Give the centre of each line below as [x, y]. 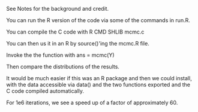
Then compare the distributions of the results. [63, 66]
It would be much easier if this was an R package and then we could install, [99, 78]
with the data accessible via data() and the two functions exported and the [98, 84]
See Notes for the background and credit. [58, 9]
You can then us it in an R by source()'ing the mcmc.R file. [78, 43]
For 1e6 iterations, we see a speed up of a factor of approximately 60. [92, 102]
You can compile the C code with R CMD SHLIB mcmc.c [75, 32]
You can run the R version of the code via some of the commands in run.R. [98, 20]
